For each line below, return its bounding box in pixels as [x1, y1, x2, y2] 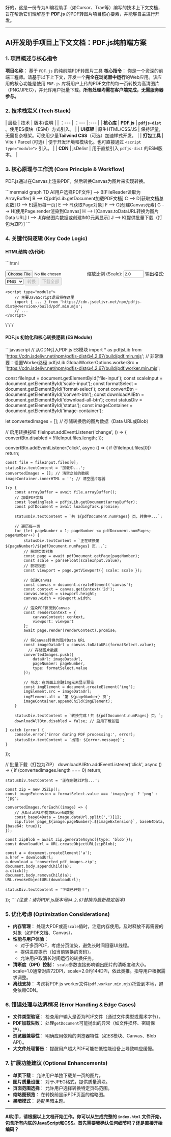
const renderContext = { [23, 610, 76, 615]
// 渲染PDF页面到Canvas [23, 605, 70, 610]
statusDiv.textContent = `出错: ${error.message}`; [14, 737, 125, 742]
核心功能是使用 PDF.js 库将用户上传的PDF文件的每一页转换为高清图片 [14, 80, 160, 86]
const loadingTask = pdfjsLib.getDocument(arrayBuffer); [14, 500, 138, 505]
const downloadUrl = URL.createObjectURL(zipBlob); [5, 841, 117, 846]
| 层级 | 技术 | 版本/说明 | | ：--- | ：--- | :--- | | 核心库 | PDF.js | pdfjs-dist [5, 120, 161, 126]
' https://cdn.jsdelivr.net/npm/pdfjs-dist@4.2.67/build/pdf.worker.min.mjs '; [5, 365, 160, 371]
